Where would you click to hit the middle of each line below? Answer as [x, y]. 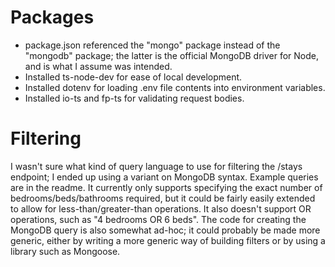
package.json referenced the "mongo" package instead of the [152, 45]
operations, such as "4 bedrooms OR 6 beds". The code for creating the [158, 219]
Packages [52, 17]
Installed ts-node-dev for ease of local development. [133, 77]
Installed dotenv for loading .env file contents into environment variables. [175, 87]
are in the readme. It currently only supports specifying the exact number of [166, 187]
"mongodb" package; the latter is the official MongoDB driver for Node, [172, 55]
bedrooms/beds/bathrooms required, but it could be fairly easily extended [163, 198]
